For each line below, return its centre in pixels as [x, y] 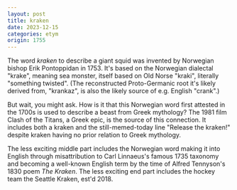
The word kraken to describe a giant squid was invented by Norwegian [111, 60]
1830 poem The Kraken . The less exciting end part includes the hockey [111, 171]
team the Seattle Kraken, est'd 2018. [60, 179]
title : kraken [28, 21]
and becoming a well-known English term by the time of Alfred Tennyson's [116, 164]
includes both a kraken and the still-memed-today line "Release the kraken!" [119, 127]
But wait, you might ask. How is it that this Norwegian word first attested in [116, 105]
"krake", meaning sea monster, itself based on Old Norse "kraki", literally [113, 76]
